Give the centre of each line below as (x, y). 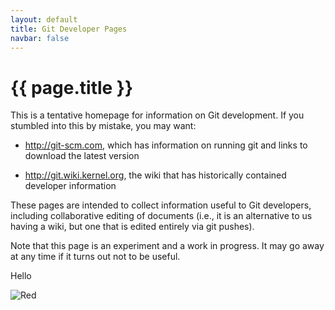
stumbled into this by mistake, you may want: (103, 126)
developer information (70, 186)
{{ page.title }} (72, 87)
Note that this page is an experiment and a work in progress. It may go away (167, 246)
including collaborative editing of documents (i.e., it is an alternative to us (161, 216)
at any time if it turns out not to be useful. (95, 257)
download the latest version (82, 156)
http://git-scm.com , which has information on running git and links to (166, 145)
